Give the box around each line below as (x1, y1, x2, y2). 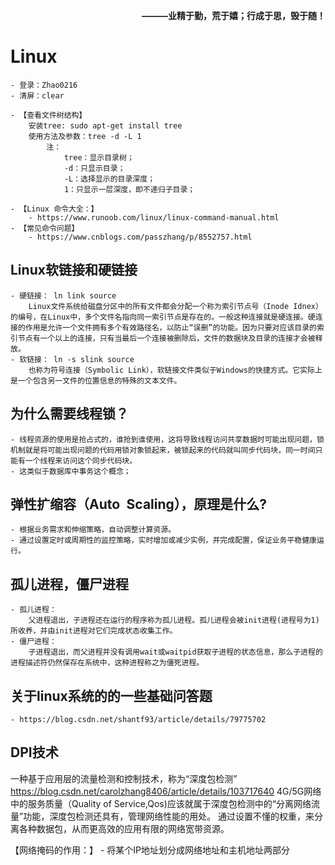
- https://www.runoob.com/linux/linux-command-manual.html (28, 212, 280, 223)
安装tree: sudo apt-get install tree (28, 120, 183, 131)
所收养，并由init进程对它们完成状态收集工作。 (10, 626, 178, 636)
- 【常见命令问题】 (10, 223, 80, 233)
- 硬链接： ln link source (10, 290, 117, 301)
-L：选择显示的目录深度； (63, 174, 156, 184)
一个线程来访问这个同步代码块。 (24, 455, 138, 466)
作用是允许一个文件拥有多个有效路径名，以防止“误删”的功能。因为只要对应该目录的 (24, 322, 317, 333)
